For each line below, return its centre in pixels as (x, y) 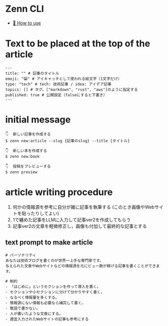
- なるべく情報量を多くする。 (32, 297)
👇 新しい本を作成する (26, 151)
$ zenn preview (21, 172)
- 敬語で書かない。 (23, 308)
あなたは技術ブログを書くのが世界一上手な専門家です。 (54, 260)
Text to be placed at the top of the (78, 44)
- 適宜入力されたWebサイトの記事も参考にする (47, 319)
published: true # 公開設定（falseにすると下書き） (56, 95)
